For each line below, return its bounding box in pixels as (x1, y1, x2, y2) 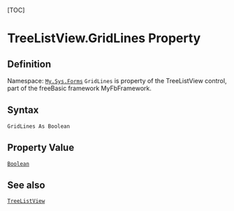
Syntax (7, 104, 39, 116)
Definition (7, 58, 51, 70)
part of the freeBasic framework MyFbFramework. (7, 84, 152, 92)
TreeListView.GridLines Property (7, 31, 201, 46)
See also (7, 180, 45, 191)
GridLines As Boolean (7, 122, 71, 130)
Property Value (7, 142, 75, 154)
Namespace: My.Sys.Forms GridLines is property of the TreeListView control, (7, 77, 227, 85)
